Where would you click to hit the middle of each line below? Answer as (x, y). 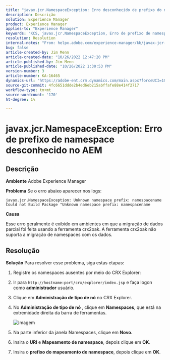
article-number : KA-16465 (33, 76)
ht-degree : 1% (21, 99)
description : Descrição (31, 15)
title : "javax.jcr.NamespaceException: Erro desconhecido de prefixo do (84, 10)
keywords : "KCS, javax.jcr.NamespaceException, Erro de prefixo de (78, 33)
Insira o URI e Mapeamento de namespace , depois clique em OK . (82, 342)
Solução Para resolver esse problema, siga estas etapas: (65, 263)
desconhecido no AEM (54, 150)
